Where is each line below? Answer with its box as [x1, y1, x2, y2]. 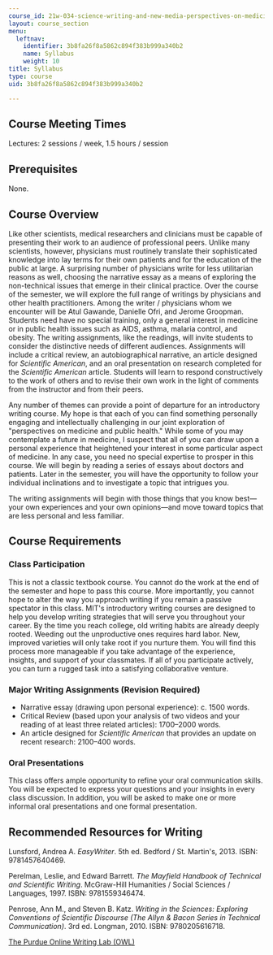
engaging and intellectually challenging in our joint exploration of [8, 417, 225, 427]
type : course [8, 72, 53, 80]
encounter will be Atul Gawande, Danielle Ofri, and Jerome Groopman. [8, 306, 244, 316]
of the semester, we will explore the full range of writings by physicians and [8, 289, 262, 299]
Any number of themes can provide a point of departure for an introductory [8, 400, 260, 410]
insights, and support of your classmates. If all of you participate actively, [8, 655, 254, 665]
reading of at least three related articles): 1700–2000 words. [19, 719, 221, 729]
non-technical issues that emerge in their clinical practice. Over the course [8, 280, 258, 290]
